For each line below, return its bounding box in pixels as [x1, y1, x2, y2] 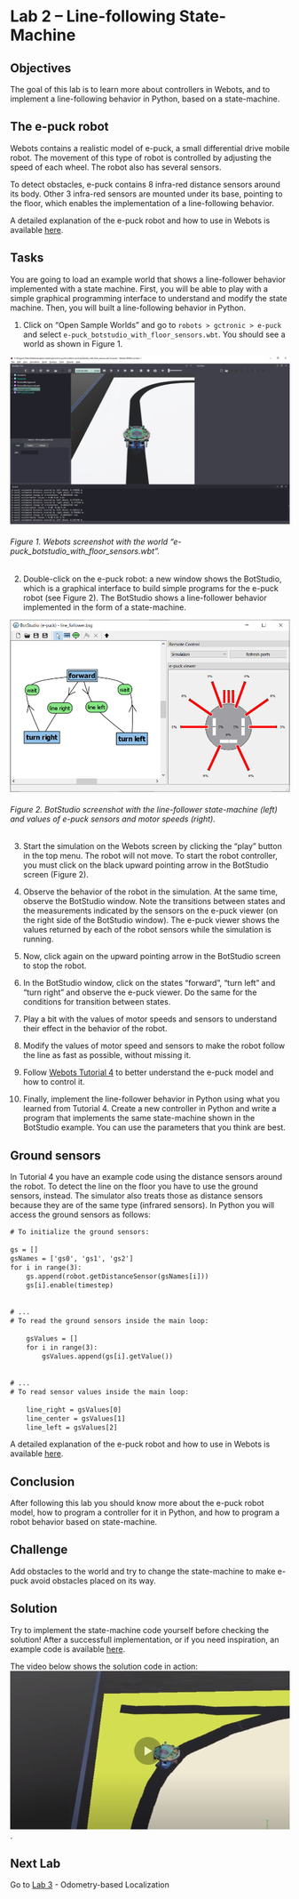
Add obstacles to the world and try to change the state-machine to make [10, 1566, 276, 1576]
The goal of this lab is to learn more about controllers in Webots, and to [10, 84, 271, 94]
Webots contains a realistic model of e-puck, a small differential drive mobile [10, 142, 290, 153]
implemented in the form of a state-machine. [22, 602, 187, 613]
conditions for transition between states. [22, 997, 171, 1007]
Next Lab [10, 1855, 61, 1871]
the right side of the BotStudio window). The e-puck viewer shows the [22, 915, 280, 925]
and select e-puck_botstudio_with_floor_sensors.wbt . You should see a [22, 329, 287, 340]
